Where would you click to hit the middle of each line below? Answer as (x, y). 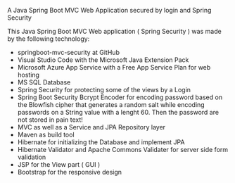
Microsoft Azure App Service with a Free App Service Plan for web (114, 67)
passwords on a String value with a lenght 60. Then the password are (118, 112)
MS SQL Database (44, 82)
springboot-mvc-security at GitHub (68, 52)
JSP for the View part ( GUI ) (59, 164)
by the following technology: (49, 39)
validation (32, 157)
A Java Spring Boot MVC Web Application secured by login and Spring (109, 10)
